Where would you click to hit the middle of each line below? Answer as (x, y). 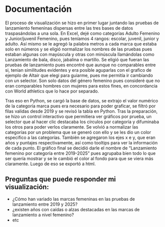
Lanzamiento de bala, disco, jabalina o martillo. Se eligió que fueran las (77, 59)
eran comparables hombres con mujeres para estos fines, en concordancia (81, 86)
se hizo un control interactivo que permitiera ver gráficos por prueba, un (78, 116)
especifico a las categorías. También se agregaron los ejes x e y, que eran (80, 137)
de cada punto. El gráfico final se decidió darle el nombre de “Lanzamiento (81, 148)
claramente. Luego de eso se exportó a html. (50, 164)
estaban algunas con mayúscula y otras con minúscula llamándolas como (80, 54)
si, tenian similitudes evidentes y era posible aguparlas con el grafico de (78, 70)
